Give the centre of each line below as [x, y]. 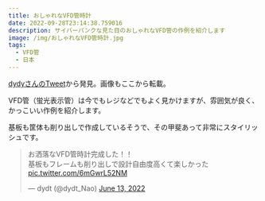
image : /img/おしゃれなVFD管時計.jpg [66, 38]
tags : [17, 45]
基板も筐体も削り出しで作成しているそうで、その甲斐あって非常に [116, 127]
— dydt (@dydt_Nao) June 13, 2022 [86, 188]
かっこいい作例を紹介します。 [57, 110]
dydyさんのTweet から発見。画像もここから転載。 [90, 83]
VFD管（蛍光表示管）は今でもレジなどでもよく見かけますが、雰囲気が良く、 [134, 100]
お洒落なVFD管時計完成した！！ [80, 154]
